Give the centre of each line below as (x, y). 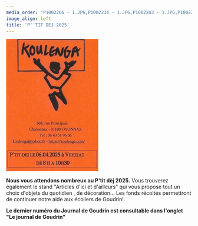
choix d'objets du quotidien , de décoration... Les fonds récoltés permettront (99, 193)
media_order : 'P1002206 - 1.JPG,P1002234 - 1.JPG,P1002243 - (83, 12)
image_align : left (29, 19)
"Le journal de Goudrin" (36, 217)
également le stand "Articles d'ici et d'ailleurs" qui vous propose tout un (93, 187)
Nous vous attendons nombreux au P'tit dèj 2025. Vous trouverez (88, 181)
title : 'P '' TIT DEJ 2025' (38, 25)
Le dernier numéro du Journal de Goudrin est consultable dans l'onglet (95, 211)
